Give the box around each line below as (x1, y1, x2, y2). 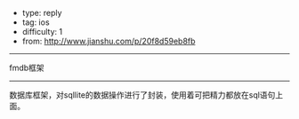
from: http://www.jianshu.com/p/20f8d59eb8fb (21, 36, 196, 46)
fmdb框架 (9, 62, 44, 73)
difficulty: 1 (21, 27, 63, 36)
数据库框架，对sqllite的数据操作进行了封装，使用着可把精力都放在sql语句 (9, 90, 276, 100)
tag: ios (21, 17, 51, 28)
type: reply (21, 8, 62, 18)
